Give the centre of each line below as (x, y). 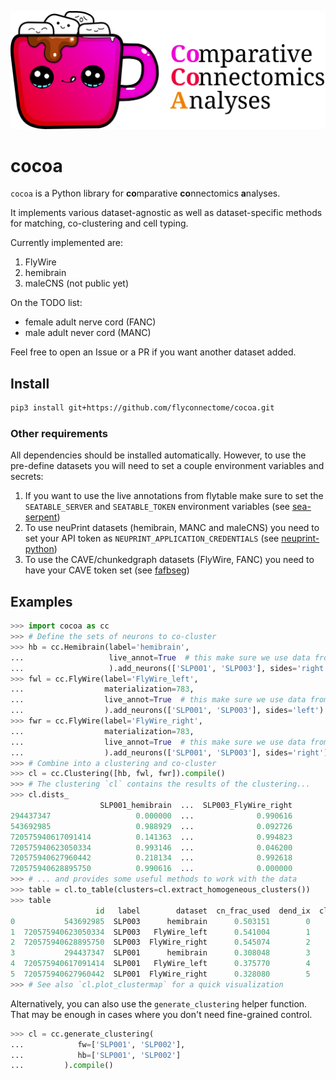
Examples (41, 601)
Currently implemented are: (66, 243)
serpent (41, 517)
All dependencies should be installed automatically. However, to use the (158, 455)
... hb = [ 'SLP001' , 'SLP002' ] (96, 1055)
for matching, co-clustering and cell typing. (99, 223)
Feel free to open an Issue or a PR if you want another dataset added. (153, 352)
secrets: (27, 477)
